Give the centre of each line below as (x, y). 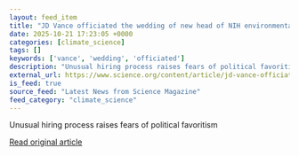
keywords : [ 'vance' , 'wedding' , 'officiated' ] (97, 58)
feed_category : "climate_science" (73, 100)
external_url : (36, 75)
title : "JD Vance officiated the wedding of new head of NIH (125, 26)
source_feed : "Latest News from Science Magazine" (105, 91)
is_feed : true (36, 83)
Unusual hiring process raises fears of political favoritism (113, 125)
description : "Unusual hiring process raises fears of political (133, 67)
